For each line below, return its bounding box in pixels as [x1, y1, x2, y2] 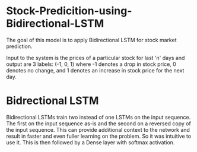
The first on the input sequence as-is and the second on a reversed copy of [6, 120, 191, 127]
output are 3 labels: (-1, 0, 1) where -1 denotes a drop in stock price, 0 [6, 61, 176, 68]
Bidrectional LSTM [6, 94, 99, 107]
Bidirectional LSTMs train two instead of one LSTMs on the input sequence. [6, 113, 191, 121]
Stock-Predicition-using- [6, 4, 132, 18]
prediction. [6, 43, 33, 50]
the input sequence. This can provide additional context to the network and [6, 126, 190, 133]
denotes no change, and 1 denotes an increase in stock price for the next [6, 66, 185, 74]
